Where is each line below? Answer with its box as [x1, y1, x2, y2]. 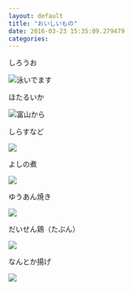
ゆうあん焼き [8, 192, 51, 201]
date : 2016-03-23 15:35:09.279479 [8, 27, 126, 35]
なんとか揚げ [8, 257, 51, 266]
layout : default [8, 11, 63, 20]
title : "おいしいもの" [8, 19, 78, 28]
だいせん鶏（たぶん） [8, 224, 79, 234]
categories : [8, 34, 49, 43]
